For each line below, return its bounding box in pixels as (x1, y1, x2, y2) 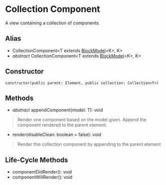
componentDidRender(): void (12, 169, 72, 175)
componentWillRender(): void (12, 174, 73, 180)
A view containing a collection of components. (5, 20, 100, 26)
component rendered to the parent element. (17, 122, 107, 128)
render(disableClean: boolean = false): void (12, 132, 101, 138)
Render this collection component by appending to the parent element (17, 141, 161, 147)
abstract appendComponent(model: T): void (12, 107, 103, 113)
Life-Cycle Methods (5, 156, 69, 164)
